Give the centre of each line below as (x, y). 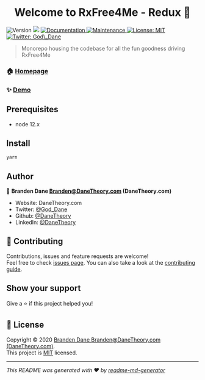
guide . (14, 269)
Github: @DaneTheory (43, 216)
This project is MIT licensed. (42, 353)
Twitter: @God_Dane (41, 209)
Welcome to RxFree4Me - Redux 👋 (103, 13)
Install (18, 143)
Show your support (44, 288)
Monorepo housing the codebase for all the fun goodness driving (103, 48)
